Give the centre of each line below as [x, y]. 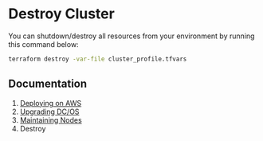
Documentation [48, 84]
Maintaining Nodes [51, 119]
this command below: [43, 44]
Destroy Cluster [62, 14]
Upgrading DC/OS [49, 112]
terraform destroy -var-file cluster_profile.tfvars [98, 59]
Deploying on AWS [51, 103]
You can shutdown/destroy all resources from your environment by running [131, 36]
